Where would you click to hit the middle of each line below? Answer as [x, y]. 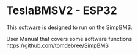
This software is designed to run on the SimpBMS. [69, 27]
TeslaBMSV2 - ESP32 [62, 11]
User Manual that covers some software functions [69, 39]
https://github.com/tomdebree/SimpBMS [57, 45]
